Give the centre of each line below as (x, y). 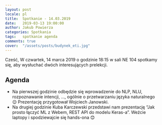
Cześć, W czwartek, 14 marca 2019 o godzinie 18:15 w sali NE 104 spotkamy (81, 59)
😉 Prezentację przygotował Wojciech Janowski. (60, 102)
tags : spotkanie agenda (31, 37)
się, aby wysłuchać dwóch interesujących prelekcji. (56, 65)
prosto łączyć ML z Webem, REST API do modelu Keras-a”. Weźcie (79, 112)
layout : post (18, 9)
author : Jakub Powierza (29, 28)
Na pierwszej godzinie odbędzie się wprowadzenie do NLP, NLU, (77, 92)
